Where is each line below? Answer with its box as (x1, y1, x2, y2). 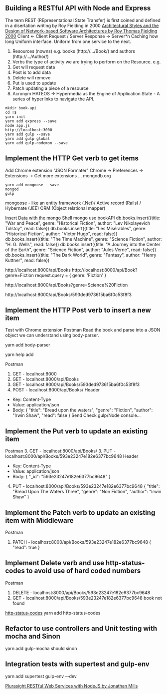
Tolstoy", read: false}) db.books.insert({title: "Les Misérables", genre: (5, 225, 147, 231)
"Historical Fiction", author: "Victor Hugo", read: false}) (5, 231, 118, 237)
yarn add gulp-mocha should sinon (5, 645, 77, 651)
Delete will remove (12, 74, 51, 80)
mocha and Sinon (5, 632, 61, 641)
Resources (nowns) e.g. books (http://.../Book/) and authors (12, 48, 136, 54)
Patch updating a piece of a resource (12, 85, 89, 91)
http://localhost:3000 (5, 127, 52, 132)
